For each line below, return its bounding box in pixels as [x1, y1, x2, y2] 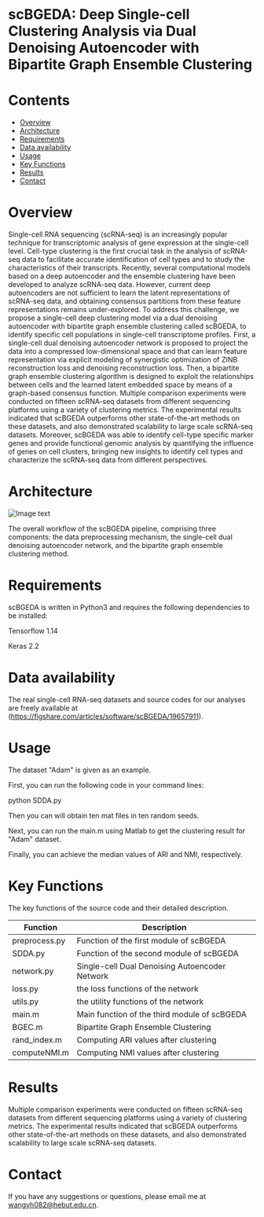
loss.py [12, 983, 39, 994]
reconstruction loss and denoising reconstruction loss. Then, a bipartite [8, 363, 240, 373]
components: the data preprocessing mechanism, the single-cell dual [8, 532, 233, 542]
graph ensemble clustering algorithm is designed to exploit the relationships [8, 372, 254, 381]
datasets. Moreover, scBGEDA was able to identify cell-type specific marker [8, 430, 254, 439]
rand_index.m [12, 1034, 63, 1045]
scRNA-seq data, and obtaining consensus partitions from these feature [8, 296, 241, 306]
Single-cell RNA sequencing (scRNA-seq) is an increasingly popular [8, 230, 228, 239]
